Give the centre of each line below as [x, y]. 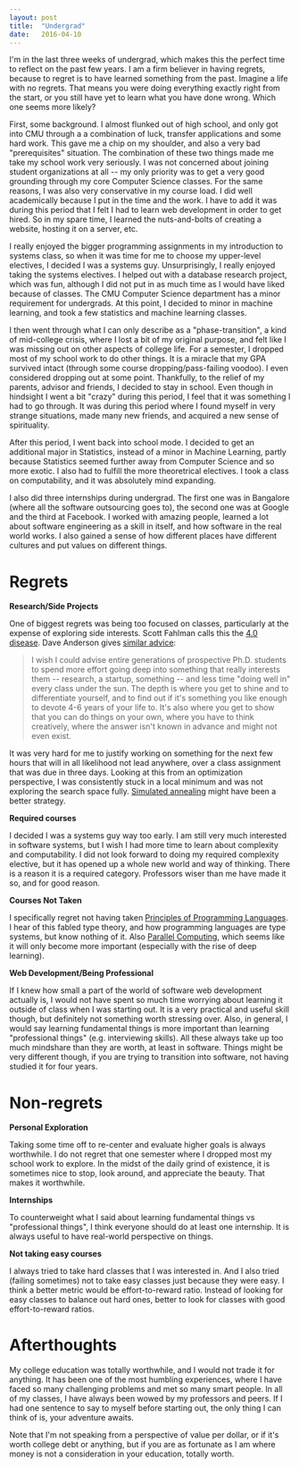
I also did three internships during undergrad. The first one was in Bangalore [149, 498]
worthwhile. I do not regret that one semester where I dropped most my [141, 1154]
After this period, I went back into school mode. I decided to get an [132, 443]
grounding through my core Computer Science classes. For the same [136, 182]
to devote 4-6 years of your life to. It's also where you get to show [153, 708]
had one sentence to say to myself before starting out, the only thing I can [145, 1408]
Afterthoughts [63, 1345]
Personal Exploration [49, 1127]
